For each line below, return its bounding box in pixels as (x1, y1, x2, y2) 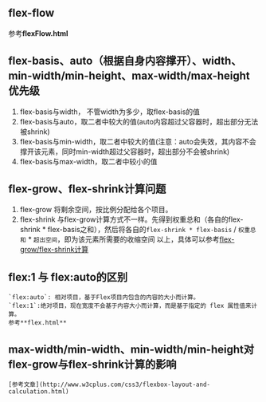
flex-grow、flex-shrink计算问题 (8, 183, 166, 196)
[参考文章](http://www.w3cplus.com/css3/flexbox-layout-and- (8, 380, 211, 389)
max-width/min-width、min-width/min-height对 (8, 342, 255, 356)
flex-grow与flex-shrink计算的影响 (8, 357, 177, 371)
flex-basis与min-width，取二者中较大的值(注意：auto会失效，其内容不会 (19, 136, 256, 146)
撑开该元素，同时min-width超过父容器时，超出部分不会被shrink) (19, 147, 230, 156)
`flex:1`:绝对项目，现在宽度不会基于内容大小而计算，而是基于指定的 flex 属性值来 (8, 302, 252, 310)
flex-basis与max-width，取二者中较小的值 (19, 156, 158, 166)
